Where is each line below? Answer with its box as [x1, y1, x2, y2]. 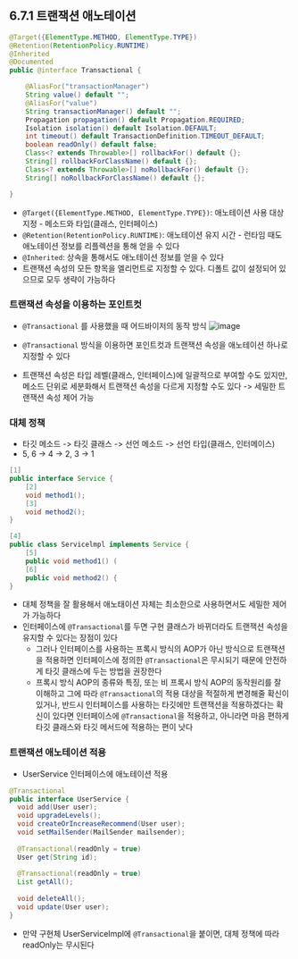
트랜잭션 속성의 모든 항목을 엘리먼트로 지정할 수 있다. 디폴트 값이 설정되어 [21, 263, 277, 273]
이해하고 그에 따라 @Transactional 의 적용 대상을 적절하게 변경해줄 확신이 [35, 688, 290, 699]
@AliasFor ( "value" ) [25, 98, 98, 107]
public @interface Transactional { [9, 66, 142, 75]
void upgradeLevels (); [17, 812, 102, 820]
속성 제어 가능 [46, 391, 95, 402]
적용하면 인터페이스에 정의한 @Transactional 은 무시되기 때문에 [45, 655, 263, 666]
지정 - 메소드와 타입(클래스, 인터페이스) [21, 218, 159, 229]
